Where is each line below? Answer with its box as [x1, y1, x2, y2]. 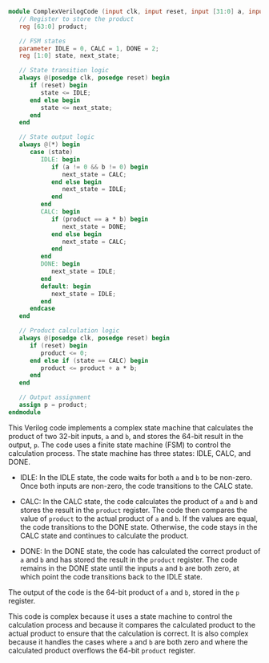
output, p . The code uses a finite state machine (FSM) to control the [8, 440, 231, 449]
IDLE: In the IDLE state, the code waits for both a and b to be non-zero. [19, 472, 252, 482]
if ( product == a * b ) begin [50, 215, 149, 223]
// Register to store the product [18, 14, 134, 23]
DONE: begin [40, 260, 81, 268]
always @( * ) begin [18, 140, 81, 148]
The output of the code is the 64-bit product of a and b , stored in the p [8, 587, 240, 597]
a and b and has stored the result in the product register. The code [19, 555, 238, 564]
